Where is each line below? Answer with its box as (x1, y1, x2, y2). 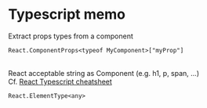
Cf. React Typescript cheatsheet (8, 77, 112, 86)
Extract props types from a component (8, 31, 133, 41)
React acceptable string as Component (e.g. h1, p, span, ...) (8, 68, 200, 77)
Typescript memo (8, 5, 125, 23)
